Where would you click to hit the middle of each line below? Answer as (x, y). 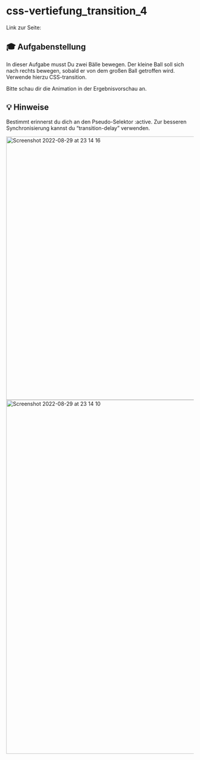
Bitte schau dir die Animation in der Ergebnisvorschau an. (76, 88)
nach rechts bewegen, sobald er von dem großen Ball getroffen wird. (90, 70)
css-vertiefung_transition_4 (77, 11)
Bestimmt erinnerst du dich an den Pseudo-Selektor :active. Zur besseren (96, 122)
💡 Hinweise (28, 108)
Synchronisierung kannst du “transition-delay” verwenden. (78, 128)
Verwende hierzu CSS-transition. (46, 77)
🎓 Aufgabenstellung (46, 47)
